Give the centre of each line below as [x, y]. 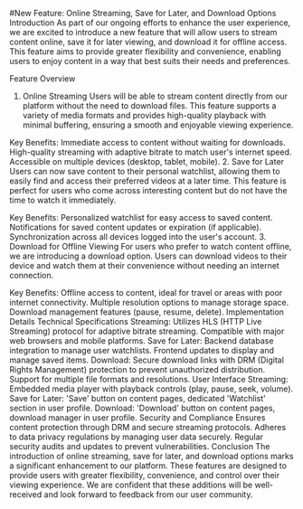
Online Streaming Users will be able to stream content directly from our [155, 96]
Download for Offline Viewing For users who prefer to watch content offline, [151, 246]
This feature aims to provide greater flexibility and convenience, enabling [146, 52]
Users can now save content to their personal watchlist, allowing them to [145, 171]
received [26, 495]
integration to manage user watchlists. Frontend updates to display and [142, 350]
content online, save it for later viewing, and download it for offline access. [148, 42]
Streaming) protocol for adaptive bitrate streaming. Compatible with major [147, 331]
